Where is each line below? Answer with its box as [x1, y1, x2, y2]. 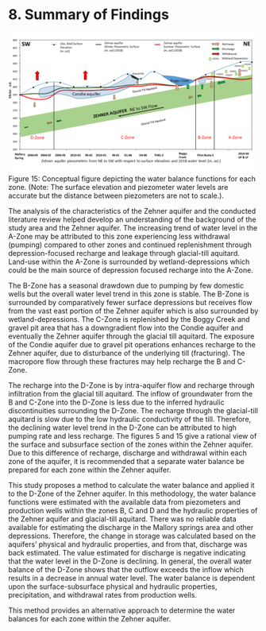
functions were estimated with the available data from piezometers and [8, 497, 241, 507]
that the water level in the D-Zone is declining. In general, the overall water [8, 556, 253, 566]
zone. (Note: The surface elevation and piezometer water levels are [8, 183, 229, 192]
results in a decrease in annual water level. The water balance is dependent [8, 574, 256, 583]
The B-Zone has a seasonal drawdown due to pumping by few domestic [8, 281, 245, 291]
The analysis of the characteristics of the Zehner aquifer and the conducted [8, 207, 256, 216]
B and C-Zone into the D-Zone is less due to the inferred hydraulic [8, 397, 225, 407]
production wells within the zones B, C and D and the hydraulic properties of [8, 506, 258, 516]
